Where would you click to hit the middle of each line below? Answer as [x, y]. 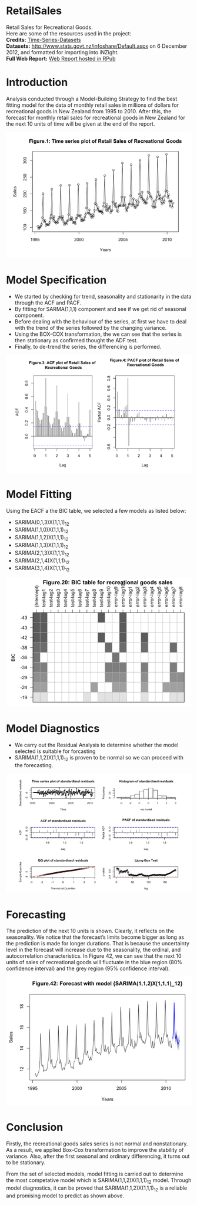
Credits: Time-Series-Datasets [44, 40]
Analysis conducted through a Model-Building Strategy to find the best [92, 99]
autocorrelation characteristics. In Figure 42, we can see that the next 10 [94, 956]
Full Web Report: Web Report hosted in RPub [61, 58]
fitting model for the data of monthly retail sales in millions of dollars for [93, 105]
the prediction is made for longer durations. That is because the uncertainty [98, 944]
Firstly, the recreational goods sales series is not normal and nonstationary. [97, 1144]
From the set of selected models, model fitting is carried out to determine [95, 1174]
